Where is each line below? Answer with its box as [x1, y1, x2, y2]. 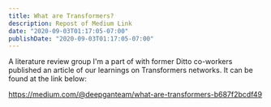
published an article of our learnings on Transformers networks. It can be [8, 66, 253, 75]
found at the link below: [8, 74, 87, 83]
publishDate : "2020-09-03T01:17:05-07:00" [8, 34, 154, 43]
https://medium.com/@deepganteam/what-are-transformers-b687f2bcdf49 [8, 90, 262, 100]
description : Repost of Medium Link [8, 19, 132, 28]
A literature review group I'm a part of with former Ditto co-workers [8, 57, 233, 66]
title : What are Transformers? [8, 11, 114, 20]
